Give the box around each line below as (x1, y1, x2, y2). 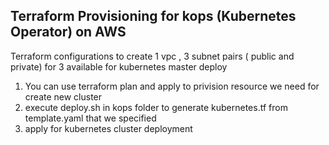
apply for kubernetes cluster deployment (24, 122, 193, 134)
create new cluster (24, 90, 103, 103)
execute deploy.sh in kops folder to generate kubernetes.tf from (24, 101, 288, 113)
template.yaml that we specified (24, 112, 157, 124)
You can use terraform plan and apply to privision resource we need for (24, 80, 320, 92)
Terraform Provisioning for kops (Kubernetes (10, 8, 297, 25)
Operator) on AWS (10, 24, 127, 41)
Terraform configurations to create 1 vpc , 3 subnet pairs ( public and (10, 50, 295, 62)
